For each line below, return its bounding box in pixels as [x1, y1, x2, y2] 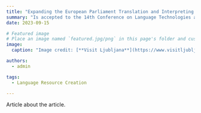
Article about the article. [6, 101, 66, 108]
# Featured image [6, 30, 50, 36]
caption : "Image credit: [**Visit [11, 47, 98, 54]
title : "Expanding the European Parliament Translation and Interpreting [6, 8, 194, 15]
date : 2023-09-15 [6, 20, 50, 26]
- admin [11, 63, 31, 69]
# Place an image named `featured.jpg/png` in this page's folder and [6, 36, 186, 42]
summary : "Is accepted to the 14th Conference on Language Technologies [6, 14, 191, 20]
